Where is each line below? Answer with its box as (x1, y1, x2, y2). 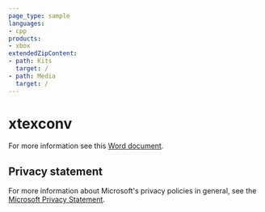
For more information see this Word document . (8, 141, 164, 151)
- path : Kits (8, 57, 53, 66)
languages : (8, 19, 45, 28)
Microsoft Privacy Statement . (8, 195, 105, 205)
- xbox (8, 42, 31, 50)
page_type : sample (8, 11, 70, 20)
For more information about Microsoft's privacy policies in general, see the (8, 186, 257, 196)
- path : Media (8, 72, 57, 80)
